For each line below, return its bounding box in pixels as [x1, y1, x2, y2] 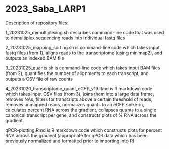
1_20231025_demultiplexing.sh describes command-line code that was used [5, 29, 164, 35]
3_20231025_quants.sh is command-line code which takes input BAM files [5, 65, 160, 71]
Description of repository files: [5, 20, 69, 26]
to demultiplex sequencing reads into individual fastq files [5, 35, 125, 41]
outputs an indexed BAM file [5, 55, 64, 61]
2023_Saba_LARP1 [5, 3, 86, 15]
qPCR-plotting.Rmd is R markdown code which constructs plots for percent [5, 127, 162, 133]
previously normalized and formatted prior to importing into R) [5, 138, 135, 144]
